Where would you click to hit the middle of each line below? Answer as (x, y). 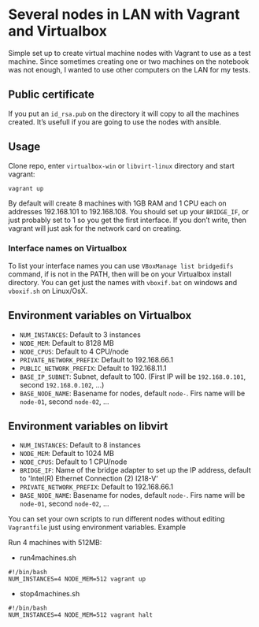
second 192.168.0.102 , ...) (62, 384)
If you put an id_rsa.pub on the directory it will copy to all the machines (124, 113)
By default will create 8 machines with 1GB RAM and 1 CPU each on (117, 203)
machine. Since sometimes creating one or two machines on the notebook (129, 61)
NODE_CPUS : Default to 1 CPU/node (73, 462)
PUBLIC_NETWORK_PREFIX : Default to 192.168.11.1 (93, 368)
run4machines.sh (48, 558)
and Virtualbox (58, 31)
